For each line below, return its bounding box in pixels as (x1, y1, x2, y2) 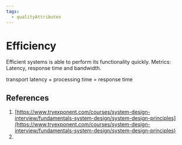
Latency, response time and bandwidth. (6, 65, 101, 72)
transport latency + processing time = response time (6, 76, 133, 83)
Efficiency (6, 39, 57, 53)
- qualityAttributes (11, 14, 61, 20)
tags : (6, 8, 19, 15)
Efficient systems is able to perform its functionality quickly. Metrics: (6, 58, 171, 65)
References (6, 93, 49, 103)
